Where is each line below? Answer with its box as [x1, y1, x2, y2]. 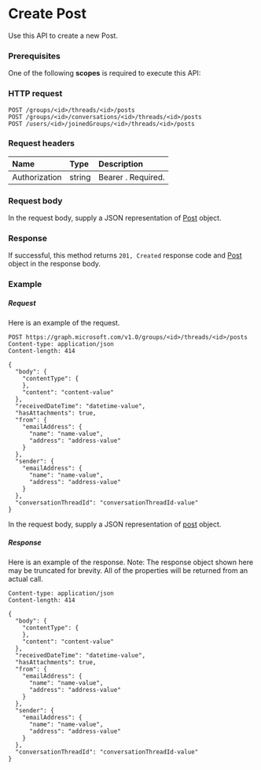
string [69, 171, 91, 182]
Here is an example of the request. [8, 318, 120, 328]
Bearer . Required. [97, 171, 165, 182]
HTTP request [8, 88, 63, 99]
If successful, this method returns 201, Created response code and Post [8, 251, 242, 260]
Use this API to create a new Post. [8, 31, 118, 40]
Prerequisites [8, 50, 61, 61]
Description [97, 158, 144, 169]
